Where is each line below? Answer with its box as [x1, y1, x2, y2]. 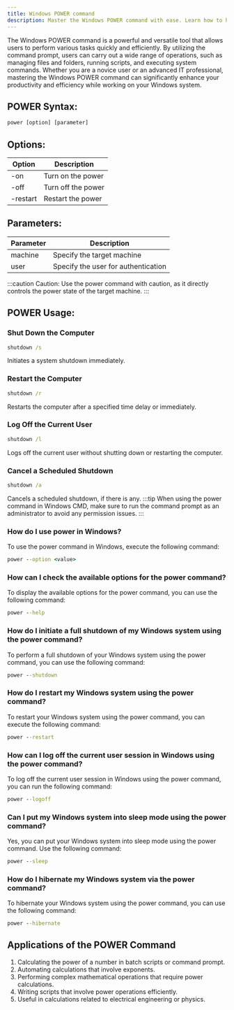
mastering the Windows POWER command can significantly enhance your [7, 73, 219, 81]
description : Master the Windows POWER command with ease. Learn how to [7, 17, 223, 24]
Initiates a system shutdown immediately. [7, 356, 125, 365]
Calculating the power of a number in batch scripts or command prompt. [17, 958, 225, 966]
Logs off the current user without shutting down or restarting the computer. [7, 448, 224, 456]
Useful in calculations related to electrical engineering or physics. [17, 995, 205, 1003]
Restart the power [43, 194, 102, 203]
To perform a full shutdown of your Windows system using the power [7, 651, 206, 659]
